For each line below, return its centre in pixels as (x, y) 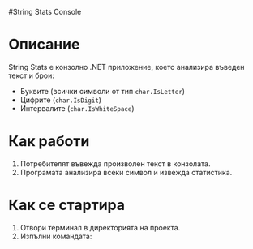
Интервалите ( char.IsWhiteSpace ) (77, 108)
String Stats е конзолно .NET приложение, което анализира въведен (126, 67)
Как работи (49, 142)
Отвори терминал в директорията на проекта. (100, 227)
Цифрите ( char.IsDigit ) (61, 100)
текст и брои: (31, 75)
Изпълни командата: (56, 236)
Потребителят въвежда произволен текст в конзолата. (115, 163)
